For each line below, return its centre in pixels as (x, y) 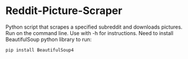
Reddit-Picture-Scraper (64, 11)
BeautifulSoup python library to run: (49, 39)
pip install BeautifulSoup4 (40, 50)
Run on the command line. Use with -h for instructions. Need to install (90, 33)
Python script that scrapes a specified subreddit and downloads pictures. (94, 27)
